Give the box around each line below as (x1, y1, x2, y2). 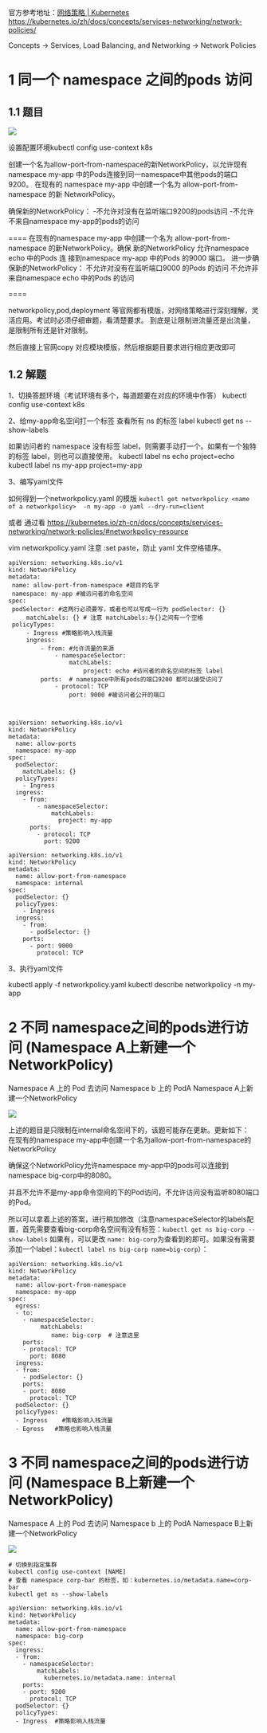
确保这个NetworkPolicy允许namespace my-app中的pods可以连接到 (8, 1160, 230, 1170)
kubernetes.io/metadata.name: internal (43, 1673, 177, 1682)
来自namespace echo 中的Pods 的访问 (8, 273, 135, 282)
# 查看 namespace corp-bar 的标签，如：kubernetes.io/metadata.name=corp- (8, 1576, 253, 1584)
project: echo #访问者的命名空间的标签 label (83, 667, 224, 675)
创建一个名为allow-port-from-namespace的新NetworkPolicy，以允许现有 (8, 159, 248, 169)
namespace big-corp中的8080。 (8, 1170, 116, 1180)
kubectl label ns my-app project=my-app (8, 460, 143, 469)
